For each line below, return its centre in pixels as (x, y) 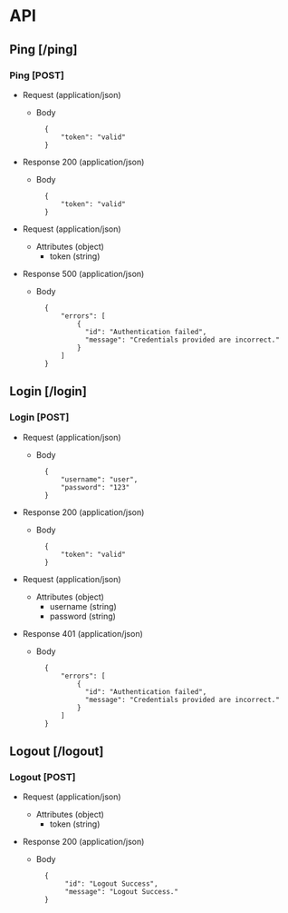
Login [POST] (39, 417)
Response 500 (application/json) (83, 273)
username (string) (83, 606)
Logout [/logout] (57, 751)
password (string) (82, 616)
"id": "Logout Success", (111, 884)
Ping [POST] (37, 75)
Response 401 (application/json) (82, 633)
